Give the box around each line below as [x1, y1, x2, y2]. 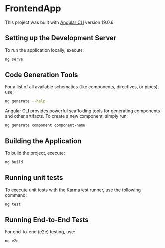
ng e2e [5, 238, 19, 244]
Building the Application [5, 137, 82, 145]
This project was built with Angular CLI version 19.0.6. [5, 19, 115, 25]
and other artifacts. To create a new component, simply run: [5, 113, 128, 119]
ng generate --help [5, 99, 46, 104]
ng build [5, 160, 23, 165]
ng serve [5, 57, 23, 62]
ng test [5, 202, 21, 207]
